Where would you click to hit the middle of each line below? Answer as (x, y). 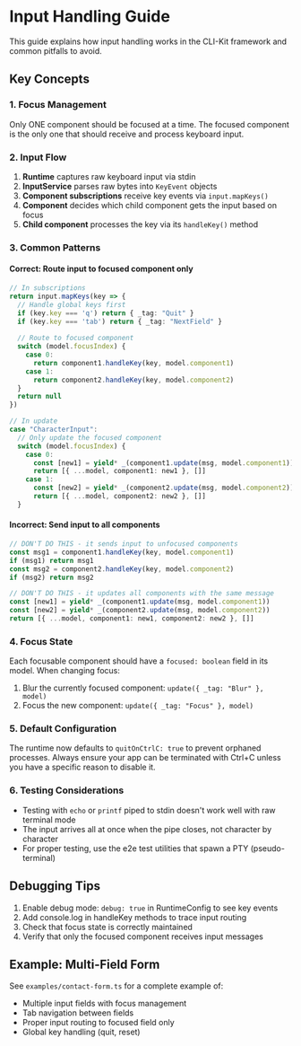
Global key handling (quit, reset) (81, 1032)
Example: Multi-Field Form (85, 964)
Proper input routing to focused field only (98, 1023)
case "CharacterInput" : (54, 430)
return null (40, 397)
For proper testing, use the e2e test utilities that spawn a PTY (135, 848)
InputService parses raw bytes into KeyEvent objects (120, 186)
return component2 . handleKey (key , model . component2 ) (133, 380)
